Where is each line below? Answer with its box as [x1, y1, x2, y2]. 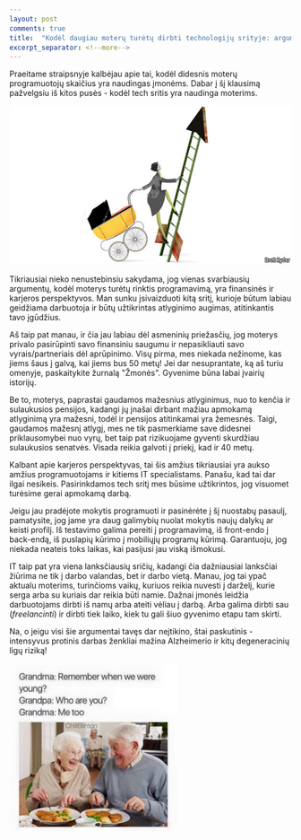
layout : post [9, 14, 58, 23]
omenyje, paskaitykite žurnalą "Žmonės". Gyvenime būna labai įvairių [9, 368, 265, 378]
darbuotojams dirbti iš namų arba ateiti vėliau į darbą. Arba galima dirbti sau [9, 599, 289, 609]
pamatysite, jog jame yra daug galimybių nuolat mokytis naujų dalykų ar [9, 515, 274, 525]
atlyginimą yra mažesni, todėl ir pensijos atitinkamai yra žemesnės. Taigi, [9, 414, 278, 424]
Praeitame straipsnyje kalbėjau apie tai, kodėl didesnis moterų [9, 68, 238, 80]
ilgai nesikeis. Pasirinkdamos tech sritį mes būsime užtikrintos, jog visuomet [9, 478, 289, 489]
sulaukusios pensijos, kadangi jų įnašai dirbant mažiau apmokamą [9, 404, 253, 415]
